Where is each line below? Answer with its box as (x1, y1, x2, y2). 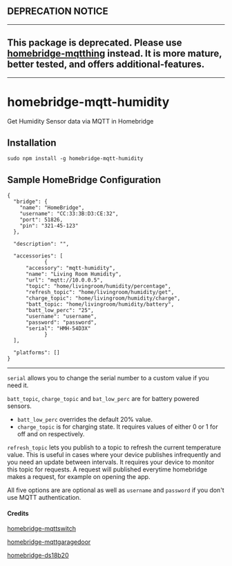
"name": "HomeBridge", (19, 204, 85, 211)
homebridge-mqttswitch (7, 525, 77, 533)
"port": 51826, (19, 217, 64, 224)
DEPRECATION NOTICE (7, 6, 108, 17)
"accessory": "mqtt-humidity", (25, 265, 116, 272)
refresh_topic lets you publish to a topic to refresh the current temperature (7, 443, 222, 451)
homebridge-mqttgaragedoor (7, 538, 91, 546)
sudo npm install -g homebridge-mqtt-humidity (7, 155, 144, 162)
